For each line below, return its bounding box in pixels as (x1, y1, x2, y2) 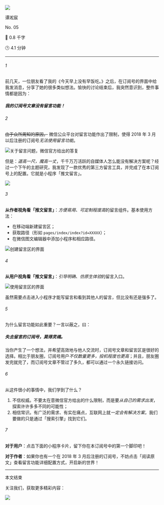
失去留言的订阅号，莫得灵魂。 (5, 333, 65, 340)
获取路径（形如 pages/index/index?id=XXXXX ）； (12, 229, 107, 235)
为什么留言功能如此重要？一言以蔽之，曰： (5, 322, 91, 328)
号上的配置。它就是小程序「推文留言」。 (5, 170, 84, 176)
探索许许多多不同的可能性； (12, 403, 68, 409)
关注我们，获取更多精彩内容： (5, 485, 65, 491)
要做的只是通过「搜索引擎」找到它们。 (12, 415, 89, 421)
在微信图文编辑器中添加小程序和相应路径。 (12, 235, 98, 242)
